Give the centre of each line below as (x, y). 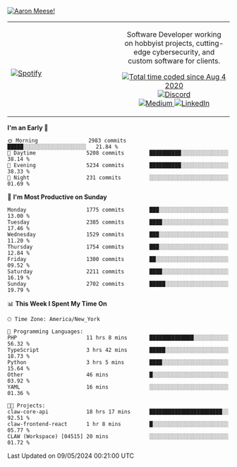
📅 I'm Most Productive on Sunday (57, 197)
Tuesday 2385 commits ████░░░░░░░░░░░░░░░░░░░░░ (118, 222)
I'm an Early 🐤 (28, 128)
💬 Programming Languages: (45, 332)
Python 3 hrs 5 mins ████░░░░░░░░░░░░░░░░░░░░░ (118, 363)
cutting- (210, 43)
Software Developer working (174, 34)
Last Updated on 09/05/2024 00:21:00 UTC (71, 456)
